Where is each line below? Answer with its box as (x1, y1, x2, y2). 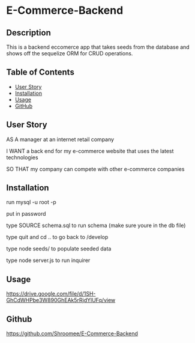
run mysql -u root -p (6, 199, 56, 206)
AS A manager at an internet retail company (6, 136, 115, 143)
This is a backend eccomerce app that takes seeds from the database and (6, 43, 190, 50)
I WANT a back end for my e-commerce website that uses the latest (6, 147, 174, 154)
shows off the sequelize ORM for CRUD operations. (6, 50, 133, 57)
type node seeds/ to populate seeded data (6, 245, 112, 252)
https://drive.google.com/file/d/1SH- (6, 290, 96, 297)
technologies (6, 154, 38, 161)
